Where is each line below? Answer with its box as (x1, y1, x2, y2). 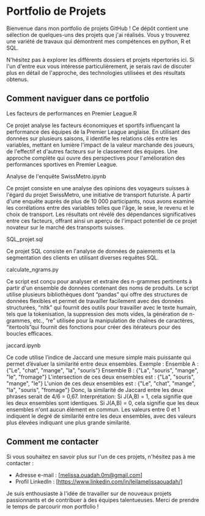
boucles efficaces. (6, 329, 53, 337)
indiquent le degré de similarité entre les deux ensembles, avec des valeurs (6, 412, 196, 420)
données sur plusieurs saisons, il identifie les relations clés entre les (6, 134, 178, 142)
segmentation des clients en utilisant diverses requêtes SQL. (6, 253, 159, 261)
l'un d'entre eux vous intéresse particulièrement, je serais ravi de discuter (6, 63, 192, 70)
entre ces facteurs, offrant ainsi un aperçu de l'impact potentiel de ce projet (6, 217, 197, 225)
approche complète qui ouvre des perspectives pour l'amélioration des (6, 154, 185, 161)
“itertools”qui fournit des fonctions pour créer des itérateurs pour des (6, 323, 181, 331)
